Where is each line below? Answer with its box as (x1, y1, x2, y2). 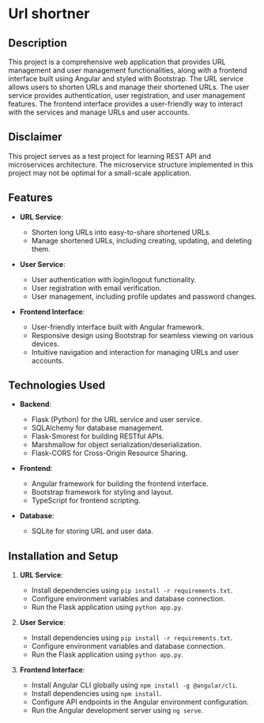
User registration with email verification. (31, 283, 162, 292)
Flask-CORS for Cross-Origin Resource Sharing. (31, 448, 188, 458)
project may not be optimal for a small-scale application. (8, 168, 192, 178)
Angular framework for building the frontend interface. (31, 479, 209, 488)
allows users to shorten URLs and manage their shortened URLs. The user (8, 82, 250, 92)
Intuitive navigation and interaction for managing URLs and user (31, 347, 239, 356)
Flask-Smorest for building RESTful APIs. (31, 431, 164, 441)
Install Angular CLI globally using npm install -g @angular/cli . (31, 680, 239, 690)
